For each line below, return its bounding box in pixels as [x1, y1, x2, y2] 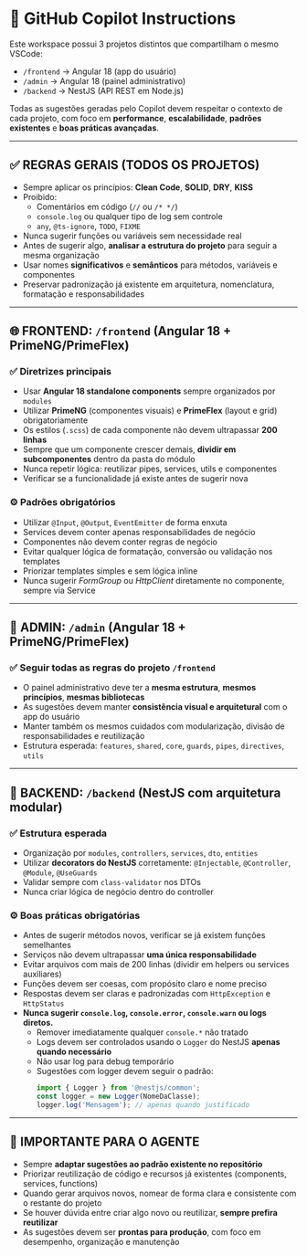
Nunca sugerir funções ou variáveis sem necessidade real [22, 230, 242, 241]
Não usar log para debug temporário [36, 1056, 175, 1067]
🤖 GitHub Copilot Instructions [9, 8, 236, 29]
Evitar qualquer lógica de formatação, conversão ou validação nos [22, 545, 273, 556]
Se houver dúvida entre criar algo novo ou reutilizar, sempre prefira [22, 1207, 279, 1218]
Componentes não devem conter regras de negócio [22, 536, 217, 547]
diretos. [22, 1018, 54, 1029]
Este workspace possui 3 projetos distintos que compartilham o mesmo [9, 38, 279, 49]
